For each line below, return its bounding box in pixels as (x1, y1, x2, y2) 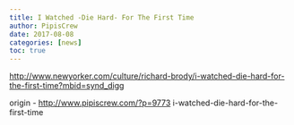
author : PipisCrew (9, 21, 78, 30)
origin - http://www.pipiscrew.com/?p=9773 (9, 97, 171, 108)
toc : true (9, 46, 47, 55)
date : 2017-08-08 (9, 29, 74, 38)
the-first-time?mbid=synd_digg (9, 80, 125, 91)
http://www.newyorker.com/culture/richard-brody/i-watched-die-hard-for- (9, 71, 285, 81)
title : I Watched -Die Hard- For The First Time (9, 12, 195, 22)
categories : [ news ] (9, 37, 82, 47)
